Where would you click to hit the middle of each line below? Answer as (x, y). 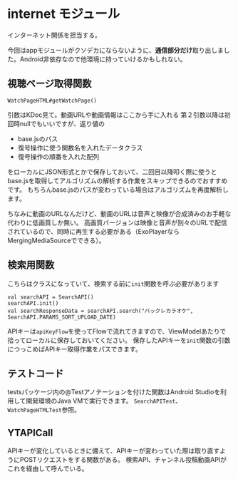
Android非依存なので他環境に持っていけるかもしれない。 (103, 59)
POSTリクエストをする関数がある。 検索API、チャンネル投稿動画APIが (123, 460)
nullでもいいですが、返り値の (62, 123)
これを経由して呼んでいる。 (48, 469)
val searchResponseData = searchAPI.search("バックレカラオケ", (100, 311)
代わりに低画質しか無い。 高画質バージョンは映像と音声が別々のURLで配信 (117, 222)
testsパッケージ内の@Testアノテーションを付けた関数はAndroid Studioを (114, 392)
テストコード (36, 373)
